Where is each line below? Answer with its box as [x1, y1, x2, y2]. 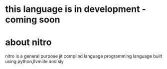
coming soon [5, 14, 60, 25]
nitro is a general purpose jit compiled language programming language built [5, 53, 163, 59]
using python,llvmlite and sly [5, 59, 64, 65]
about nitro [5, 37, 52, 48]
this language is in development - [5, 3, 146, 15]
